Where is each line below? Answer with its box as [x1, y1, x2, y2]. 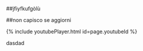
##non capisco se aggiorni [6, 17, 71, 23]
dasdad [6, 40, 25, 46]
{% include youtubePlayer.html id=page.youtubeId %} [6, 28, 138, 35]
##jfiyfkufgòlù [6, 5, 41, 12]
